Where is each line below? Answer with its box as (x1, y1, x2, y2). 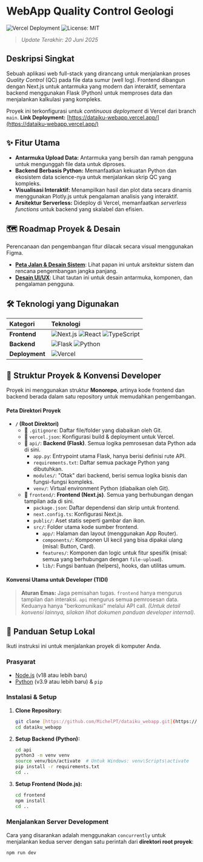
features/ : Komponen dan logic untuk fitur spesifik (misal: (42, 549, 188, 556)
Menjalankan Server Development (6, 818, 109, 826)
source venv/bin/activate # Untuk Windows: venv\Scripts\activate (15, 758, 189, 764)
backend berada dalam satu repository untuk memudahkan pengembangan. (6, 393, 196, 400)
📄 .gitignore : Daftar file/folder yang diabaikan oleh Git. (24, 426, 162, 434)
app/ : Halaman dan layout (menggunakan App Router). (42, 530, 178, 537)
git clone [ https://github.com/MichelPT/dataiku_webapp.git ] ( (15, 718, 176, 724)
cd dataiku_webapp (15, 724, 62, 730)
